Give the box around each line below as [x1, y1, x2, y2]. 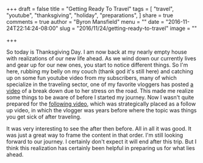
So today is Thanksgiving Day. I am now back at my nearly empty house [6, 48, 187, 56]
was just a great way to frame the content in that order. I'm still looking [6, 131, 183, 139]
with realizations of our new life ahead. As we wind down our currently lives [6, 55, 196, 62]
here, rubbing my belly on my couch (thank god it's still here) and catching [6, 68, 194, 75]
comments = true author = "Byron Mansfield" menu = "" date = [6, 18, 165, 25]
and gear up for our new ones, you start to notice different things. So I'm [6, 61, 188, 68]
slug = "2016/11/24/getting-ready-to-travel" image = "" [59, 24, 197, 32]
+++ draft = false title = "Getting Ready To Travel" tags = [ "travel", [6, 5, 174, 12]
